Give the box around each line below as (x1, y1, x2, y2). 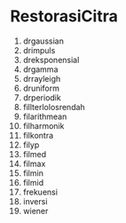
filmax (22, 158, 46, 169)
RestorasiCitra (10, 6, 118, 27)
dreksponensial (22, 54, 80, 65)
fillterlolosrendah (22, 101, 85, 112)
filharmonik (22, 120, 65, 131)
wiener (22, 205, 49, 216)
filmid (22, 177, 43, 187)
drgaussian (22, 36, 65, 46)
